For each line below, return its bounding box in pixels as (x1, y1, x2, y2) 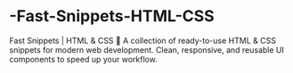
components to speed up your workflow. (9, 54, 158, 64)
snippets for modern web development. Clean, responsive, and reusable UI (9, 44, 285, 55)
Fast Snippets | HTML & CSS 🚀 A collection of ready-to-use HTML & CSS (9, 35, 276, 46)
